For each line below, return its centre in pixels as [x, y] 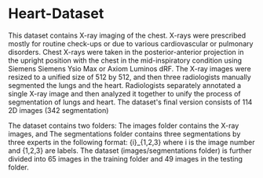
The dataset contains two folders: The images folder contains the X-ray [124, 125]
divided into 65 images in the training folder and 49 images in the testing [126, 158]
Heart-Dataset [56, 14]
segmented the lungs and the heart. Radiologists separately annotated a [125, 85]
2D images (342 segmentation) [58, 110]
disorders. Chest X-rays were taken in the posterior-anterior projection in [126, 52]
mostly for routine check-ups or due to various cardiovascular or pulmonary [131, 43]
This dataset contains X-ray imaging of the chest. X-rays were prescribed [127, 35]
